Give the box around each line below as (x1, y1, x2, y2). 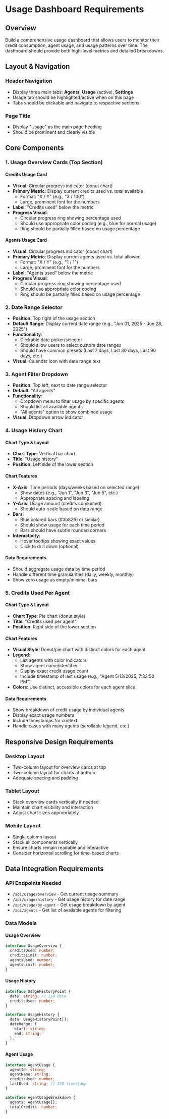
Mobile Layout (5, 822, 41, 829)
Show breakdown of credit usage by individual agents (12, 707, 125, 713)
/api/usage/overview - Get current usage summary (12, 891, 119, 897)
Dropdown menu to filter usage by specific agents (20, 398, 125, 404)
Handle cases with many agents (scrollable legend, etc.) (12, 723, 130, 729)
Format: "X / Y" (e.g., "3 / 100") (20, 193, 85, 199)
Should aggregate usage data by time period (12, 566, 105, 572)
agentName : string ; (10, 1072, 51, 1077)
